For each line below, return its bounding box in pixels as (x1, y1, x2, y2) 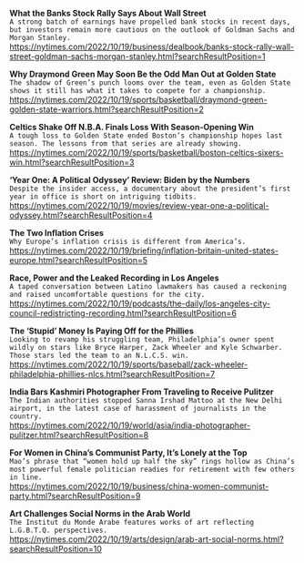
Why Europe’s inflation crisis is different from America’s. (9, 237, 247, 246)
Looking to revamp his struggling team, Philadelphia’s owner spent (9, 335, 275, 344)
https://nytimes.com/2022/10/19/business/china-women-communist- (9, 481, 269, 491)
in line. (9, 473, 43, 482)
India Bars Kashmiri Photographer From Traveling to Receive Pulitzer (9, 386, 275, 397)
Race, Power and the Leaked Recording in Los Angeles (9, 272, 219, 283)
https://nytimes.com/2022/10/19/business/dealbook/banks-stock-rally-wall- (9, 41, 295, 52)
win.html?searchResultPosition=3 (9, 157, 135, 168)
